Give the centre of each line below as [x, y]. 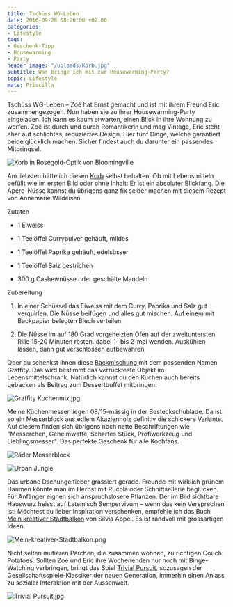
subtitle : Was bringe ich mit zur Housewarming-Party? [88, 72]
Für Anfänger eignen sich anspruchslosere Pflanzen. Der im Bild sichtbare [113, 497]
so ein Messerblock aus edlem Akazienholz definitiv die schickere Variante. [115, 419]
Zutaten [18, 212]
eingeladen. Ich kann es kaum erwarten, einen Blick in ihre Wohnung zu [110, 120]
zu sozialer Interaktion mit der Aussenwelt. [69, 583]
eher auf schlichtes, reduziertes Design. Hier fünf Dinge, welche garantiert [114, 134]
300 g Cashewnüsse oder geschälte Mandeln [82, 279]
